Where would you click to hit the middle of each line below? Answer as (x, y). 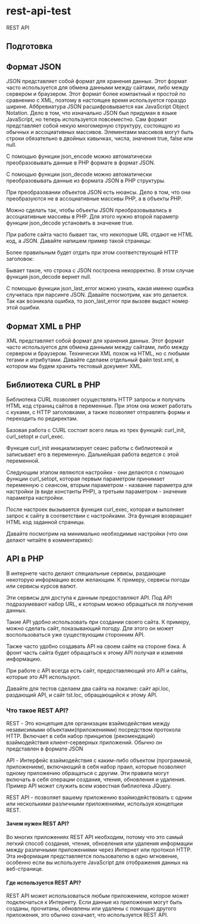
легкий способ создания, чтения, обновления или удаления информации (99, 844)
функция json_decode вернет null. (49, 277)
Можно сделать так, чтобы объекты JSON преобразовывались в (89, 210)
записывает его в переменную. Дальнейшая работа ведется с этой (93, 454)
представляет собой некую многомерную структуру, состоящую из (93, 126)
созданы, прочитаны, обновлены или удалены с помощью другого (91, 908)
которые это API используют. (44, 677)
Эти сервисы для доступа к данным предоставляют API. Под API (89, 597)
